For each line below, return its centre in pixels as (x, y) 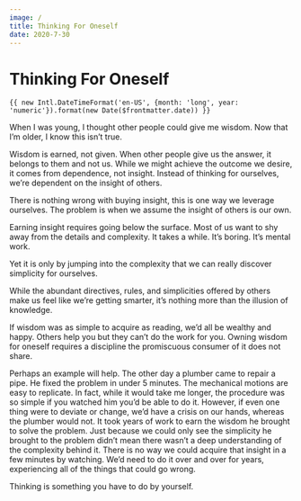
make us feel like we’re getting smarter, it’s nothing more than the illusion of (149, 300)
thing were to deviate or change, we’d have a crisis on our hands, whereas (147, 412)
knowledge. (31, 310)
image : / (26, 18)
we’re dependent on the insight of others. (86, 183)
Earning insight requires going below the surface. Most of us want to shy (144, 228)
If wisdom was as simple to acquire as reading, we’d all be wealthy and (141, 327)
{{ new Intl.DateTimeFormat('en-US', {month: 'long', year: (124, 103)
